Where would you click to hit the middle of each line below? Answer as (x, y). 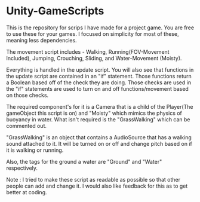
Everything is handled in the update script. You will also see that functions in (100, 69)
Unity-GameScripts (55, 11)
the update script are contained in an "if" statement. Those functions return (99, 76)
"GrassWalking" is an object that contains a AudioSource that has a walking (99, 137)
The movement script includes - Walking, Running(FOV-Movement (88, 51)
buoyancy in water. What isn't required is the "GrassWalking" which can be (98, 119)
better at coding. (27, 192)
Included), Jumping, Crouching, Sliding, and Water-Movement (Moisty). (94, 58)
